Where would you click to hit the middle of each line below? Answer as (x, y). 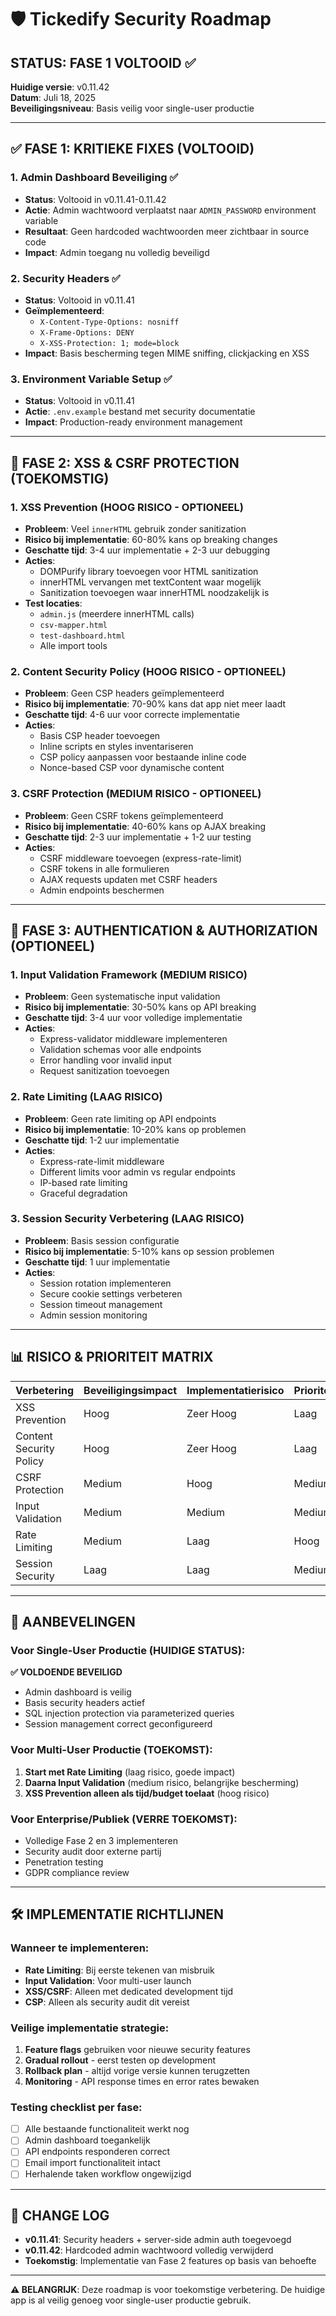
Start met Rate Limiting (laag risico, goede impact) (130, 1772)
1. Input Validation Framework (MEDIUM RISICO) (129, 974)
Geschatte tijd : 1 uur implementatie (97, 1262)
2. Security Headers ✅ (65, 278)
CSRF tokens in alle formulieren (104, 868)
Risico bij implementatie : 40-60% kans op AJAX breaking (145, 826)
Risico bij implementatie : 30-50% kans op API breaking (140, 1007)
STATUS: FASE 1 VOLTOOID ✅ (103, 62)
